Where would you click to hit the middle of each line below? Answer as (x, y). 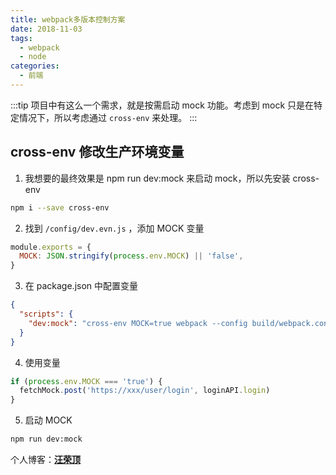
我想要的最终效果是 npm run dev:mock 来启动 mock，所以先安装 (157, 178)
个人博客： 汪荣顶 (45, 460)
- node (33, 57)
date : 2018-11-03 (46, 29)
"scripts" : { (46, 314)
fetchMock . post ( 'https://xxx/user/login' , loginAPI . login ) (145, 391)
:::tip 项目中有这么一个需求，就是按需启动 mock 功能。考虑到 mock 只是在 (162, 105)
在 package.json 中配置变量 (81, 286)
